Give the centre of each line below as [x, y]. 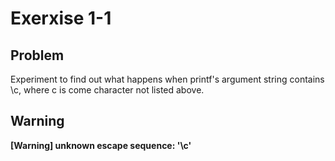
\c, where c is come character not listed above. [107, 90]
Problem [37, 55]
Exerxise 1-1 [61, 18]
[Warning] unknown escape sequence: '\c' [101, 145]
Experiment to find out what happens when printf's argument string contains [167, 79]
